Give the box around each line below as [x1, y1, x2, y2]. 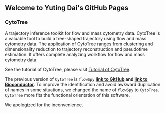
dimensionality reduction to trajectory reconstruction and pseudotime [5, 46, 148, 52]
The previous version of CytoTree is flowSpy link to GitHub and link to [5, 76, 148, 82]
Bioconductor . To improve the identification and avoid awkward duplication [5, 81, 161, 87]
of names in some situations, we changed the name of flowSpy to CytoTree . [5, 87, 159, 93]
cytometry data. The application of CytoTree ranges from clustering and [5, 41, 153, 47]
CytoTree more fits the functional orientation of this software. [5, 92, 130, 98]
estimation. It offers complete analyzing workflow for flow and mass [5, 51, 145, 57]
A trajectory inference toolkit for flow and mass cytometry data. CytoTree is [5, 30, 160, 36]
